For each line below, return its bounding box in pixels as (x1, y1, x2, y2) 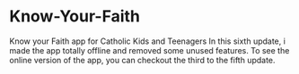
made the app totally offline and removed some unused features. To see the (9, 45, 290, 55)
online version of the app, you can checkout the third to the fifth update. (9, 54, 276, 65)
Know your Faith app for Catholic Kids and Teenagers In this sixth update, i (9, 36, 286, 46)
